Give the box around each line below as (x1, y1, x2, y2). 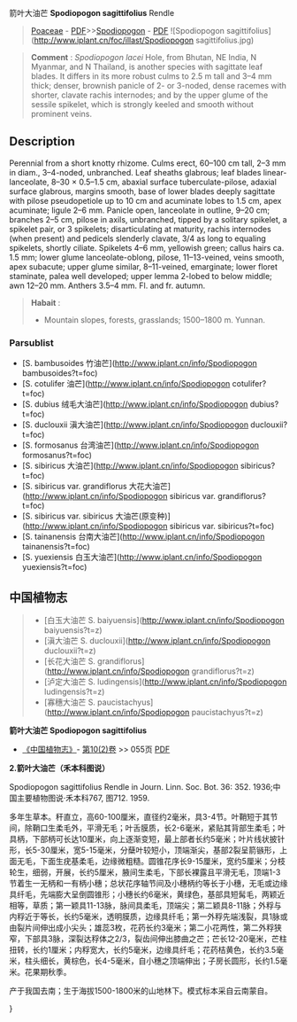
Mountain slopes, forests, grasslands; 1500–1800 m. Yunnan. (43, 314, 266, 325)
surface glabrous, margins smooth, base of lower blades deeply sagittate (9, 185, 276, 197)
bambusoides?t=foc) (21, 368, 98, 378)
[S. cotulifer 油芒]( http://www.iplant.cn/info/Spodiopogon (21, 378, 231, 389)
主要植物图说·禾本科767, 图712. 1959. (16, 792, 150, 803)
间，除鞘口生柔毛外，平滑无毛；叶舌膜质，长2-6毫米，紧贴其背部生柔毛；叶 (9, 823, 286, 833)
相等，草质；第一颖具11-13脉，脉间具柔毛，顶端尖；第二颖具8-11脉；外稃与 (9, 900, 282, 910)
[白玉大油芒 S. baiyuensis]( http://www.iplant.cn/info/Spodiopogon (43, 614, 285, 625)
